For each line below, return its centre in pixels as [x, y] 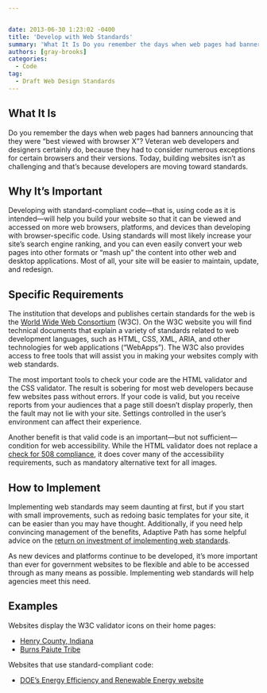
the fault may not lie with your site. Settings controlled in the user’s [117, 413]
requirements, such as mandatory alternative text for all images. [112, 463]
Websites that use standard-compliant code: [81, 664]
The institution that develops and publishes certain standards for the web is [132, 314]
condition [24, 446]
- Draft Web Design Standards [65, 81]
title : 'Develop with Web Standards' [71, 37]
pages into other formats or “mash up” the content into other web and [122, 253]
